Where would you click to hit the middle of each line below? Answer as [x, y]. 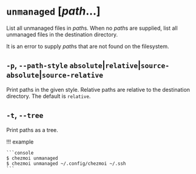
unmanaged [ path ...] [53, 11]
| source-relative [71, 75]
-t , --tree [25, 115]
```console [20, 153]
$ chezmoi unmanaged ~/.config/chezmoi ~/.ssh [66, 163]
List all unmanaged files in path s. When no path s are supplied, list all [92, 28]
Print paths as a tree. [32, 130]
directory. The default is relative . [49, 96]
